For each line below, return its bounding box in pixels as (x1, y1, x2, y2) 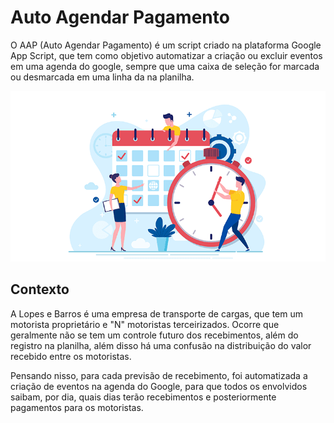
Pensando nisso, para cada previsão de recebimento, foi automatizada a (10, 369, 308, 381)
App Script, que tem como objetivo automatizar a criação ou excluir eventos (10, 49, 323, 61)
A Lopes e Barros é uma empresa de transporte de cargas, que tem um (10, 307, 304, 320)
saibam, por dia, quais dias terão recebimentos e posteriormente (10, 391, 277, 403)
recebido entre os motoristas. (10, 350, 132, 362)
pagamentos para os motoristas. (10, 401, 144, 413)
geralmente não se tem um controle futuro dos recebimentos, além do (10, 329, 299, 341)
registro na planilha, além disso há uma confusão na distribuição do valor (10, 339, 312, 351)
